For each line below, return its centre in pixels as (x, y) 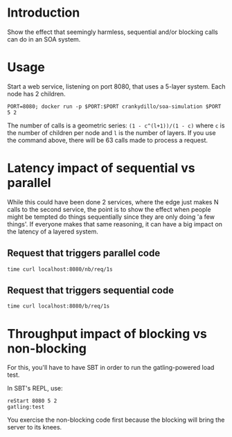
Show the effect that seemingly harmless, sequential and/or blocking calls (113, 32)
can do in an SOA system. (44, 39)
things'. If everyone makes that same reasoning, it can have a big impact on (115, 224)
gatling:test (26, 407)
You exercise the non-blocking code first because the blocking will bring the (116, 420)
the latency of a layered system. (53, 231)
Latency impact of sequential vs (101, 168)
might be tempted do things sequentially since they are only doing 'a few (111, 217)
